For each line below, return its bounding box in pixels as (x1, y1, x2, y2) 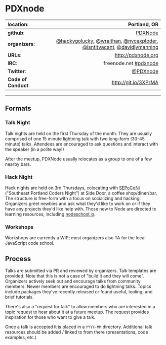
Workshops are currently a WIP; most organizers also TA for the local (5, 235, 146, 241)
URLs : (7, 52, 22, 59)
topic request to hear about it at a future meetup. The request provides (5, 309, 149, 315)
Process (5, 254, 31, 263)
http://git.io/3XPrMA (111, 79, 159, 86)
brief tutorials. (5, 294, 34, 300)
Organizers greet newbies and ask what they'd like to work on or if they (5, 201, 151, 207)
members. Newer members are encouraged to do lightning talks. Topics (5, 283, 152, 289)
